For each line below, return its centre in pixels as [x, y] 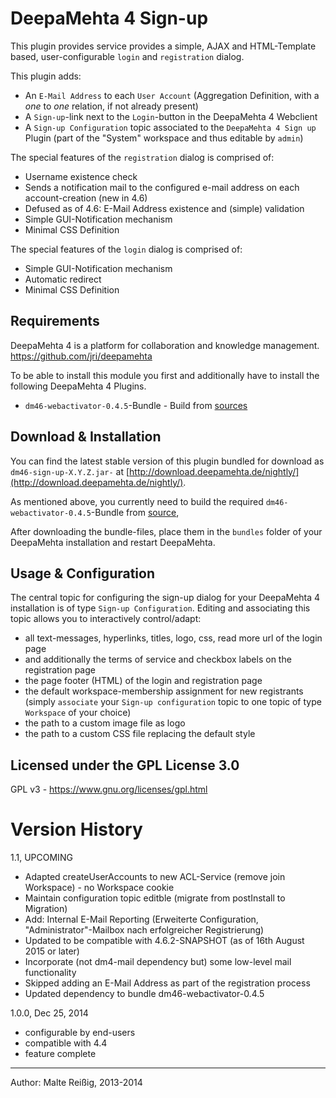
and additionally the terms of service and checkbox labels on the [158, 659]
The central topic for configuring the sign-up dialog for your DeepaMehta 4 [165, 598]
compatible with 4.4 [66, 1043]
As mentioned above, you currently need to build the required [137, 501]
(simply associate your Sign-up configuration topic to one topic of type [173, 702]
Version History [76, 829]
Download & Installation [86, 437]
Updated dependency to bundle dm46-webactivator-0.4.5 [144, 994]
